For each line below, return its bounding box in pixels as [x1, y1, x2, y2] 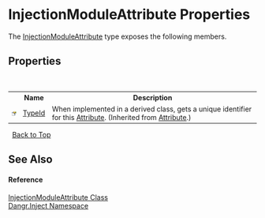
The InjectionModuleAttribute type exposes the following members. [8, 32, 227, 41]
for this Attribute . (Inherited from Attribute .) [51, 112, 192, 122]
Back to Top [11, 130, 51, 139]
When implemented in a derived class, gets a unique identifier [51, 104, 252, 114]
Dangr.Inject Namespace [8, 201, 89, 210]
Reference [8, 175, 43, 184]
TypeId [22, 108, 46, 118]
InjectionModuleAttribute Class [8, 192, 109, 202]
